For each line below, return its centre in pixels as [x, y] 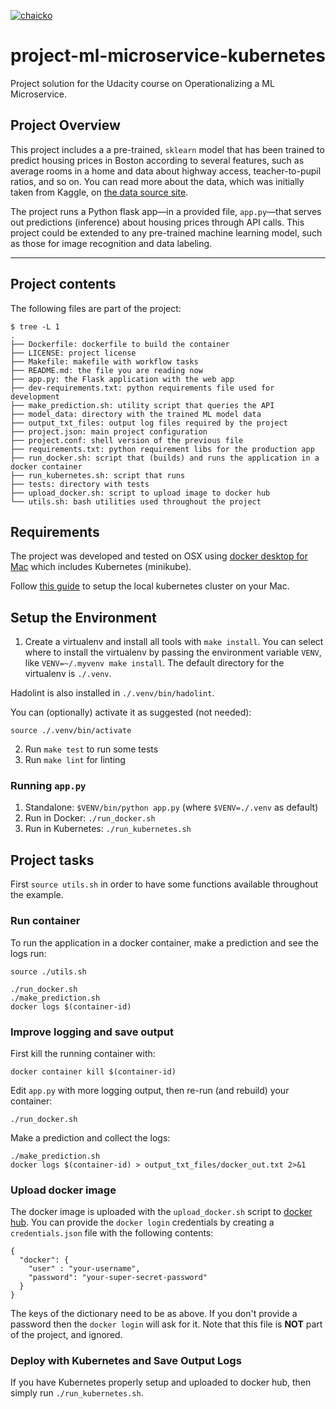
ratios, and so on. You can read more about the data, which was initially [157, 181]
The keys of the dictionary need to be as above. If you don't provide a [154, 1314]
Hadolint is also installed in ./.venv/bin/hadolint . [112, 693]
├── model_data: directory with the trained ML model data [136, 414]
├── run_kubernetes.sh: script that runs [98, 475]
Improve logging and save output [92, 1032]
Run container [45, 921]
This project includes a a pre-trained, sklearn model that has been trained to [167, 149]
